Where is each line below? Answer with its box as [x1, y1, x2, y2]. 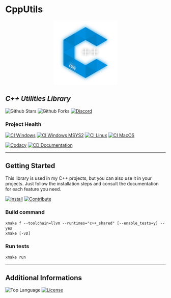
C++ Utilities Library [5, 94, 71, 103]
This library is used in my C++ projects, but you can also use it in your [5, 175, 152, 181]
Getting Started [5, 161, 55, 170]
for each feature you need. [5, 186, 62, 192]
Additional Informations [5, 274, 82, 282]
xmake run [5, 255, 26, 260]
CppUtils [5, 4, 43, 15]
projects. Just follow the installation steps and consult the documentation [5, 180, 159, 186]
